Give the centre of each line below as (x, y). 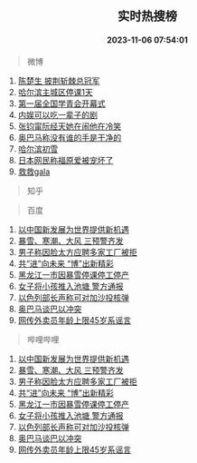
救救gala (34, 172)
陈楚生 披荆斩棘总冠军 (59, 81)
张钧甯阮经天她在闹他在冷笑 (70, 126)
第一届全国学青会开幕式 (61, 103)
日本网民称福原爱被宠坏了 (66, 160)
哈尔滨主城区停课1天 (55, 92)
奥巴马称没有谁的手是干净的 (70, 137)
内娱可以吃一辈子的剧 (57, 114)
